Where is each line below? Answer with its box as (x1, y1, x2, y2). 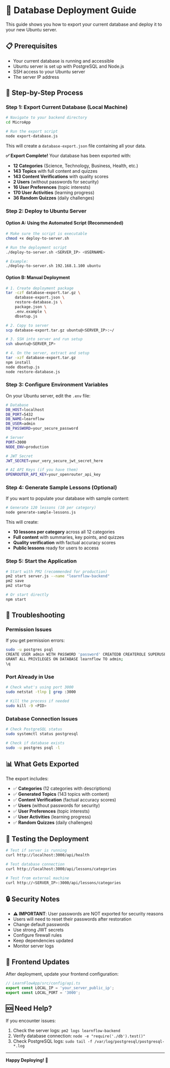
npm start (6, 597, 27, 602)
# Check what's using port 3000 (6, 685, 74, 690)
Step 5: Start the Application (6, 557, 77, 565)
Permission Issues (6, 626, 52, 633)
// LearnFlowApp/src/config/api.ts (6, 981, 81, 986)
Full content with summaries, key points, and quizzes (13, 534, 125, 540)
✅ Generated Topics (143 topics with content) (13, 791, 109, 797)
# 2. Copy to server (6, 323, 49, 328)
